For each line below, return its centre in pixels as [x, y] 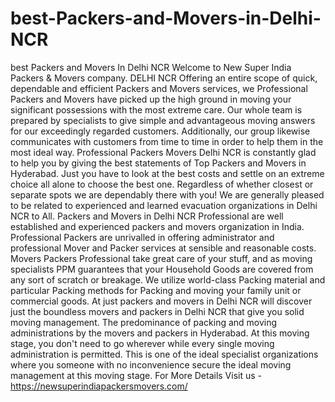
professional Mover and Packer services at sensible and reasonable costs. [163, 248]
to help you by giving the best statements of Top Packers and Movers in [158, 163]
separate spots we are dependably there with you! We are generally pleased [167, 194]
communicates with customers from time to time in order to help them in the [167, 141]
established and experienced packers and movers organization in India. [157, 226]
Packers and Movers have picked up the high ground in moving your [151, 99]
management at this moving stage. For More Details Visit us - [136, 375]
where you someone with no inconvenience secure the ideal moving [151, 364]
